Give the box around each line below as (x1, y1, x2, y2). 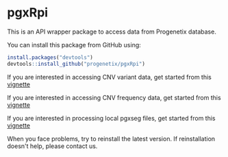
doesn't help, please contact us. (7, 142, 98, 150)
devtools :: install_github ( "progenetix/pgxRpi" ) (7, 60, 146, 67)
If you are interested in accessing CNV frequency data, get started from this (7, 93, 221, 101)
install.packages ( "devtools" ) (7, 53, 94, 61)
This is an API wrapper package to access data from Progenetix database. (7, 27, 217, 36)
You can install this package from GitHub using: (7, 40, 142, 49)
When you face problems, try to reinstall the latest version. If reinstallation (7, 134, 216, 143)
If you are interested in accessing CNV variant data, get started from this (7, 73, 212, 81)
